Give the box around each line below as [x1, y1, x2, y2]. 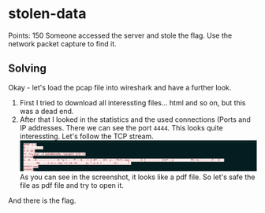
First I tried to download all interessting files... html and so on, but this [19, 97, 246, 107]
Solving [8, 62, 47, 75]
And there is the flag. [8, 196, 77, 205]
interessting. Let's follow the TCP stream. [19, 131, 154, 141]
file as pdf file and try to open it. [19, 181, 125, 190]
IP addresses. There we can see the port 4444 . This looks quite [19, 123, 223, 132]
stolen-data [8, 5, 87, 23]
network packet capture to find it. [8, 39, 117, 48]
